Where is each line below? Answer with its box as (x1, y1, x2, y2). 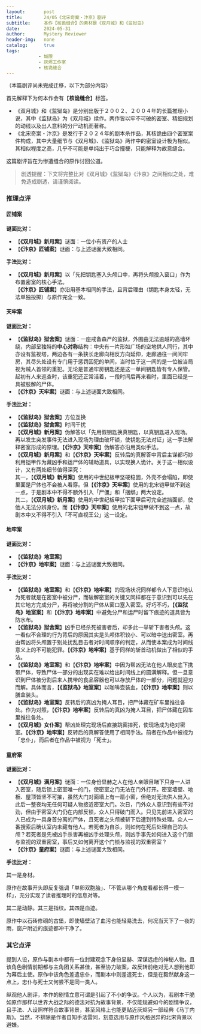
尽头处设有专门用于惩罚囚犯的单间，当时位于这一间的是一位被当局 (31, 358, 193, 365)
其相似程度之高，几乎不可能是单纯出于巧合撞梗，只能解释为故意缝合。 (14, 145, 188, 152)
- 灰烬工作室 (38, 59, 66, 65)
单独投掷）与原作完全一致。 (20, 293, 89, 300)
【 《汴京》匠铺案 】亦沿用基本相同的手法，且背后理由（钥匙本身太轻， (14, 286, 185, 293)
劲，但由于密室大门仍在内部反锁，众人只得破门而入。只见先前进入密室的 (14, 808, 193, 815)
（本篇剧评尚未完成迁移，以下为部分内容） (6, 82, 111, 89)
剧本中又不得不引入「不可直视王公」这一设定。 (14, 511, 130, 518)
